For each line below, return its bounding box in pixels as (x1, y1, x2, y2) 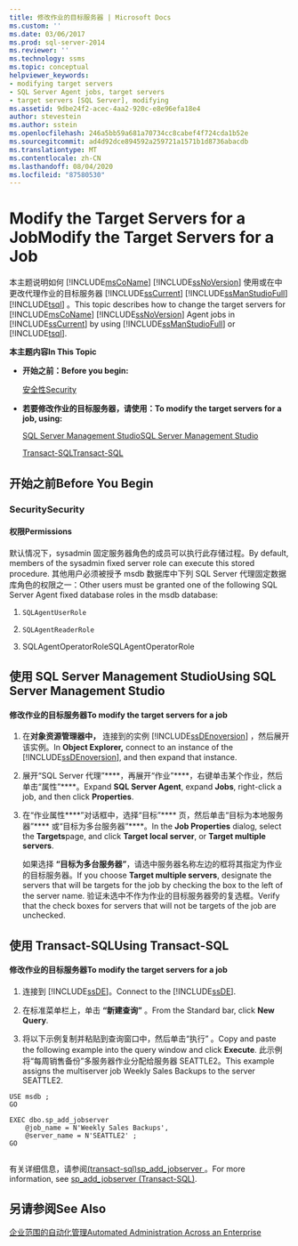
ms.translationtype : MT (9, 145, 98, 154)
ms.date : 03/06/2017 (9, 29, 86, 38)
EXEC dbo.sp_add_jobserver (9, 1115, 109, 1124)
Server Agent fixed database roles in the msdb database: (9, 589, 219, 600)
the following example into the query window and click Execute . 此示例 (21, 1044, 283, 1055)
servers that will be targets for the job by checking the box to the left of (21, 880, 284, 891)
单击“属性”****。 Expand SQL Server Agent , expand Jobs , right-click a (21, 781, 282, 792)
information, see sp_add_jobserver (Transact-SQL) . (9, 1173, 197, 1184)
